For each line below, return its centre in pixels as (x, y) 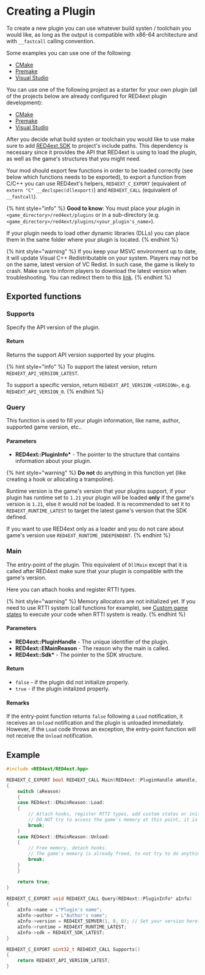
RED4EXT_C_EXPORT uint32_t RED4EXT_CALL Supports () (73, 949)
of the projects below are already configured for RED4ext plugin (87, 96)
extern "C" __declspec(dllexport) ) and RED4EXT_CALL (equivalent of (92, 190)
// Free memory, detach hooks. (68, 848)
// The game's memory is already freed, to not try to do (103, 854)
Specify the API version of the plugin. (53, 327)
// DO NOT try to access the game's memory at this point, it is (113, 820)
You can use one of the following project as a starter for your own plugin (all (102, 89)
